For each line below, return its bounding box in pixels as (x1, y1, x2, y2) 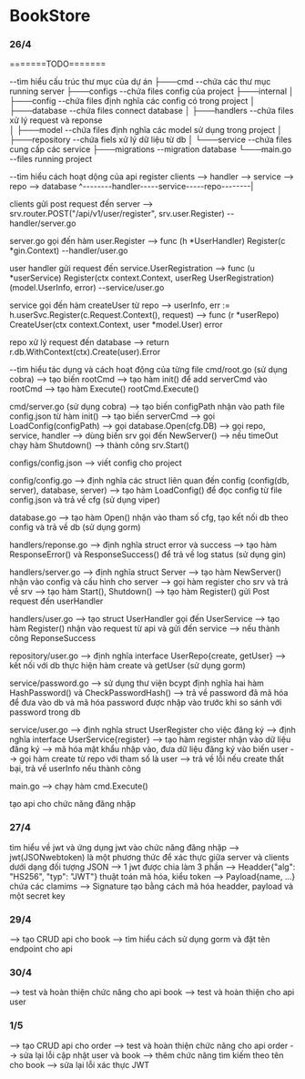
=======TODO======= (9, 58, 107, 69)
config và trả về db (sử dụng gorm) (9, 522, 141, 533)
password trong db (9, 707, 81, 718)
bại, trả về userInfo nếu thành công (9, 763, 141, 774)
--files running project (9, 154, 93, 165)
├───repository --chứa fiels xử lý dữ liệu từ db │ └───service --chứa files (9, 134, 292, 146)
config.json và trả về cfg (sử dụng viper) (9, 494, 161, 505)
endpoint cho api (9, 943, 73, 954)
